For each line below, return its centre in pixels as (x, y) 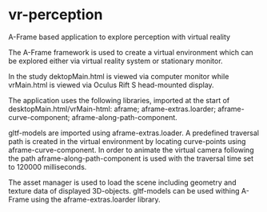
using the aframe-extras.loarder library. (96, 199)
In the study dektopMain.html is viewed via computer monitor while (119, 76)
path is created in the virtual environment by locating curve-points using (127, 141)
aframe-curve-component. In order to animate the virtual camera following (131, 150)
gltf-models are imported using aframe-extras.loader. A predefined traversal (134, 133)
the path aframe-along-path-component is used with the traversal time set (131, 158)
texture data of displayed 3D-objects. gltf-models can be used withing (124, 190)
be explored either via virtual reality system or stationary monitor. (116, 61)
